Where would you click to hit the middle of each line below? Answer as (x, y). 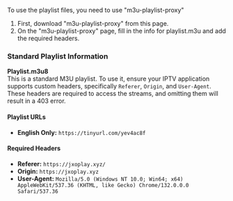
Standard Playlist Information (58, 56)
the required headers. (48, 38)
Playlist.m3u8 (28, 72)
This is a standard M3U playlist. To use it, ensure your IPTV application (109, 79)
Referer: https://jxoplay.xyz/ (61, 163)
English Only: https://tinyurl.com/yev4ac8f (81, 132)
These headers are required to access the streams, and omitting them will (113, 94)
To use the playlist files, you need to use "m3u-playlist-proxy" (96, 10)
